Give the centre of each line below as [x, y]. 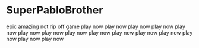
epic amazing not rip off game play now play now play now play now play [96, 26]
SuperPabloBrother [55, 10]
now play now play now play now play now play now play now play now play [99, 32]
